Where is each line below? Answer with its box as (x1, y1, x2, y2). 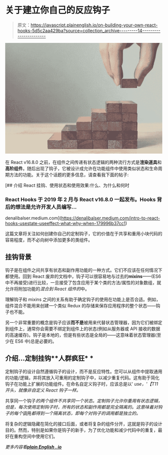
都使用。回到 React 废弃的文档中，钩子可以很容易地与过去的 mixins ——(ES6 (5, 273, 161, 279)
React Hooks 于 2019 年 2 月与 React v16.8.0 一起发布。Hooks (5, 196, 156, 203)
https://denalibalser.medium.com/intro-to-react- (61, 215, 161, 221)
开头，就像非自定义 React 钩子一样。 (5, 387, 81, 393)
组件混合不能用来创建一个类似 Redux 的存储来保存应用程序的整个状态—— (5, 302, 156, 308)
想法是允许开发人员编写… (15, 203, 77, 210)
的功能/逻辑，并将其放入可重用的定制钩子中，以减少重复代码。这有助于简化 (5, 375, 160, 381)
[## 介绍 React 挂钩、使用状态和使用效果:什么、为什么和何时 (5, 182, 130, 188)
